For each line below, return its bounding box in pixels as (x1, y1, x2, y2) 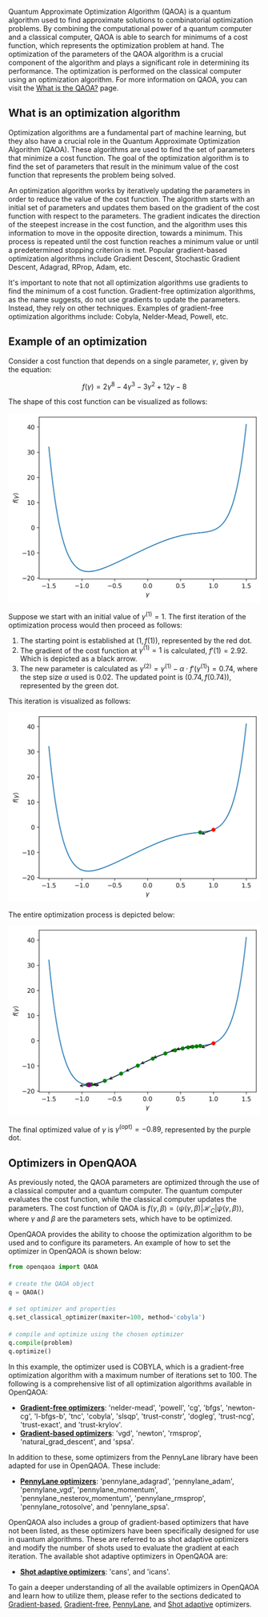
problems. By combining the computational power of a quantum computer (8, 24, 252, 33)
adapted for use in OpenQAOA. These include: (8, 1460, 161, 1471)
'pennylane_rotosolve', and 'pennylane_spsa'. (19, 1502, 170, 1511)
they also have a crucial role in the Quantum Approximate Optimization (8, 136, 241, 146)
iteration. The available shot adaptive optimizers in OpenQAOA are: (8, 1551, 228, 1561)
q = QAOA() (8, 1288, 45, 1296)
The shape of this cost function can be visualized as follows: (8, 397, 208, 406)
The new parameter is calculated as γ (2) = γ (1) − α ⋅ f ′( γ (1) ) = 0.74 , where (19, 662, 258, 674)
